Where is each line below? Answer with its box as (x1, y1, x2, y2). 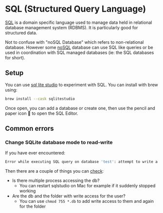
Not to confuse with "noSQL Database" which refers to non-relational (5, 39, 144, 45)
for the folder (19, 203, 46, 210)
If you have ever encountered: (5, 150, 66, 156)
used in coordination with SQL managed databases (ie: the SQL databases (5, 50, 154, 55)
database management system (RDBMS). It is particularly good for (5, 24, 138, 30)
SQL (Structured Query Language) (5, 3, 146, 15)
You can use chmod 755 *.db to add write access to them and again (19, 198, 154, 204)
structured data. (5, 30, 37, 35)
